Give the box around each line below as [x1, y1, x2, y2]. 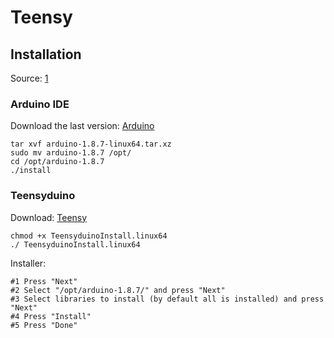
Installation [10, 46, 82, 63]
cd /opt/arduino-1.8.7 [10, 157, 105, 167]
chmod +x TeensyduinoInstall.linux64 [10, 231, 168, 241]
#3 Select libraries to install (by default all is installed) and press [10, 294, 325, 304]
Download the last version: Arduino [10, 120, 155, 132]
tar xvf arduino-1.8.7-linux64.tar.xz [10, 139, 172, 150]
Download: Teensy [10, 211, 88, 223]
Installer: [10, 257, 47, 269]
